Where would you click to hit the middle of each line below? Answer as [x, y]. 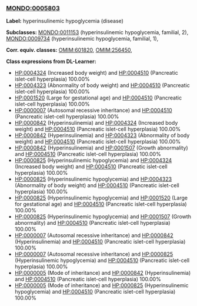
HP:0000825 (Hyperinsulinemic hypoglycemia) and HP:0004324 [93, 161]
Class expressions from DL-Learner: [51, 61]
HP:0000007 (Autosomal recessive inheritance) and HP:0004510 [93, 111]
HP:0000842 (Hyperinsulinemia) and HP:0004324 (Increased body [96, 123]
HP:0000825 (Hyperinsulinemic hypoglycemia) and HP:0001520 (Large [101, 198]
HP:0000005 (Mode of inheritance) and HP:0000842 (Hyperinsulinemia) [103, 273]
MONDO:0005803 [33, 8]
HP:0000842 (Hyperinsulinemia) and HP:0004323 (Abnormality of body [102, 135]
